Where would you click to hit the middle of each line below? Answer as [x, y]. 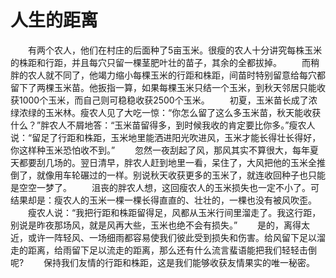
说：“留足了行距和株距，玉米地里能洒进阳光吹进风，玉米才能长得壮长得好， [166, 137]
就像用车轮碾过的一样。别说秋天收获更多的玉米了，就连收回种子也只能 [181, 175]
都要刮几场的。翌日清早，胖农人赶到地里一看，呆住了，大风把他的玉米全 [167, 162]
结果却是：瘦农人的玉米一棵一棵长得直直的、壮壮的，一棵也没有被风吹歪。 [163, 200]
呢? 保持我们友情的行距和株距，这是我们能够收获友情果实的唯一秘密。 [163, 262]
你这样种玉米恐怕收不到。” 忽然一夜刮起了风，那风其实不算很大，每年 [160, 150]
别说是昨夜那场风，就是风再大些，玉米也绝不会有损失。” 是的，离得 [156, 225]
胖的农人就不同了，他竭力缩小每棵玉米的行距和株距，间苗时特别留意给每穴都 [168, 75]
